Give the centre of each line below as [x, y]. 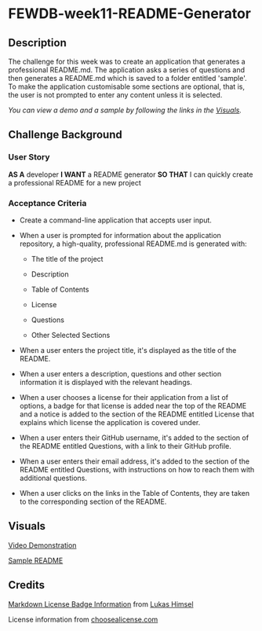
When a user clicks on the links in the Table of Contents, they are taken [134, 493]
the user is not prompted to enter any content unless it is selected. [115, 95]
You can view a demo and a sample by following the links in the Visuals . [125, 110]
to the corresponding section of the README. [93, 501]
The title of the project [67, 259]
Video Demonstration [42, 545]
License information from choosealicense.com [83, 619]
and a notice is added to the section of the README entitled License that [137, 414]
